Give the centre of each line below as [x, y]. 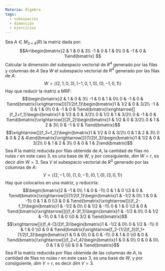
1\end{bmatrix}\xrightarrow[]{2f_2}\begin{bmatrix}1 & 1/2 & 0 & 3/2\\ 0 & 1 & [83, 120]
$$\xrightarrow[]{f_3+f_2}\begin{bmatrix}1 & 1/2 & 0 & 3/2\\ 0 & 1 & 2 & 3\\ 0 [83, 133]
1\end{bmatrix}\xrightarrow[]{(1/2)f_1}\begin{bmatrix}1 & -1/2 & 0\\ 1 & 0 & [83, 195]
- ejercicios [23, 28]
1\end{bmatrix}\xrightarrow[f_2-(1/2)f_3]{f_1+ [99, 229]
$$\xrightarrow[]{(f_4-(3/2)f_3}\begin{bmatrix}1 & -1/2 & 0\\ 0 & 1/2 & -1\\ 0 [83, 224]
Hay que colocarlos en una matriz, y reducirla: [52, 182]
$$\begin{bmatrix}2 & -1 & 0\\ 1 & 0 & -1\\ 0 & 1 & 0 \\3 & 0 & [83, 190]
